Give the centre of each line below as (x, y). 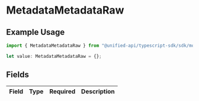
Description (98, 91)
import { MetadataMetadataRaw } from (53, 45)
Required (62, 91)
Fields (18, 75)
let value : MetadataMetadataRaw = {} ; (54, 56)
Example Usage (36, 32)
